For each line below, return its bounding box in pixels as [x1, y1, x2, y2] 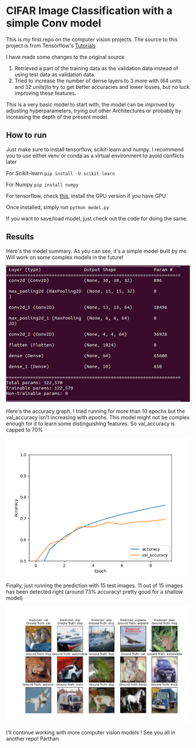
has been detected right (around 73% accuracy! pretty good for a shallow [6, 588, 183, 595]
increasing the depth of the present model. [6, 113, 109, 120]
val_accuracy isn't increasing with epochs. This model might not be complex [6, 413, 190, 420]
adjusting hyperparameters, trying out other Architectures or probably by [6, 107, 182, 114]
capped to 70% [6, 426, 43, 433]
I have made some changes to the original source [6, 53, 125, 60]
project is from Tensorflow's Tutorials [6, 42, 96, 49]
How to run [6, 130, 47, 140]
